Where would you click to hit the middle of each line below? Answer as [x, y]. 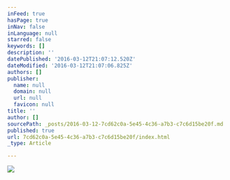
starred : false [29, 40]
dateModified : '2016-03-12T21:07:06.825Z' [70, 66]
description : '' [31, 53]
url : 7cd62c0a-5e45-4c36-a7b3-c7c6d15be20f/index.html [89, 137]
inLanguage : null [33, 33]
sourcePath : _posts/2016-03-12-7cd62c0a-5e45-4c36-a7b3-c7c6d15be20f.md [115, 124]
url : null [28, 98]
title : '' [22, 111]
